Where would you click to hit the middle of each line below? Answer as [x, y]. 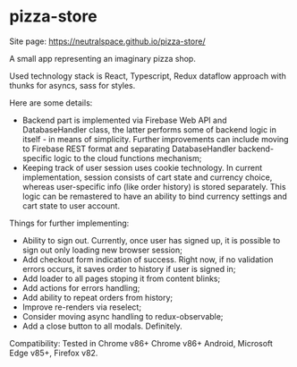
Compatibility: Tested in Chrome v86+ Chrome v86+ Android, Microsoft [141, 343]
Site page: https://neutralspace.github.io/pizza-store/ [107, 41]
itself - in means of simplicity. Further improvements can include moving [155, 139]
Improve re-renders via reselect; [81, 307]
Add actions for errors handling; [81, 287]
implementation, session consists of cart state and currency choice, [147, 177]
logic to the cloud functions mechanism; [127, 158]
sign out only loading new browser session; [102, 250]
